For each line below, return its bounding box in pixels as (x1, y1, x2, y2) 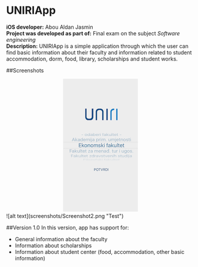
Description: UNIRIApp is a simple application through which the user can (6, 43, 188, 50)
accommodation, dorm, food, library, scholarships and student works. (6, 55, 178, 62)
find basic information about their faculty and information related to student (6, 48, 193, 56)
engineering (6, 36, 36, 43)
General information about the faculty (14, 235, 108, 242)
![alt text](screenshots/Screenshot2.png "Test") (6, 212, 124, 219)
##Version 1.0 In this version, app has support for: (6, 224, 129, 231)
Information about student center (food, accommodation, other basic (14, 248, 185, 255)
